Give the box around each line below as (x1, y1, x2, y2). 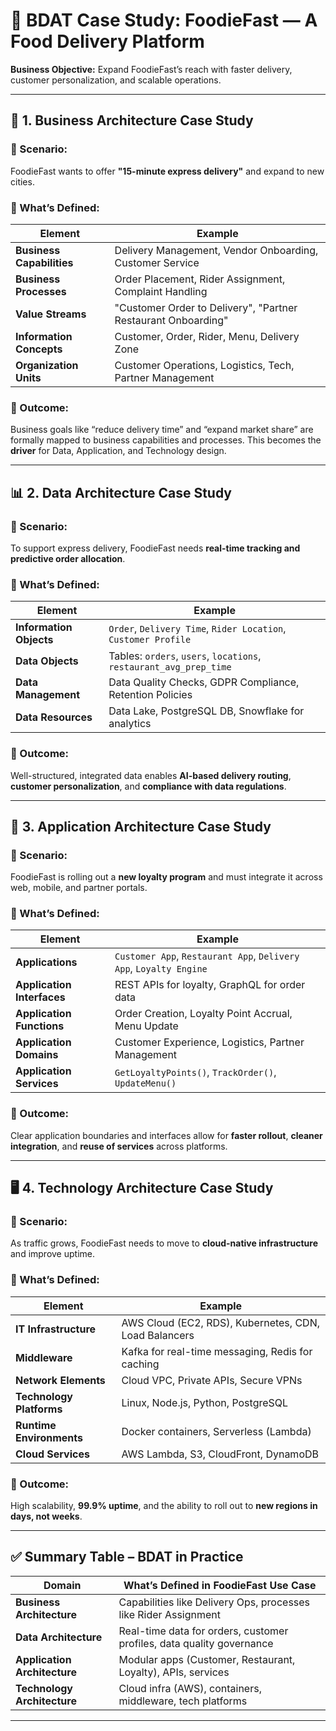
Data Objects (15, 654, 79, 668)
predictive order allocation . (10, 552, 126, 564)
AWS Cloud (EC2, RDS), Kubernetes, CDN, (121, 1315, 320, 1329)
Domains (15, 1048, 59, 1062)
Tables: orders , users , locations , (108, 649, 262, 663)
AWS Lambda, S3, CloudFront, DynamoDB (121, 1447, 319, 1461)
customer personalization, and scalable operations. (10, 74, 222, 86)
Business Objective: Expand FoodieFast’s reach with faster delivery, (10, 63, 293, 75)
